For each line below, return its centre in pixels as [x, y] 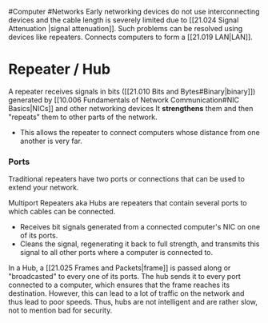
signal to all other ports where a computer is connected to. [116, 253]
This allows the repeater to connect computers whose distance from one [140, 132]
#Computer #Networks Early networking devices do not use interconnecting [134, 12]
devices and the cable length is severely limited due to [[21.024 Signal [124, 20]
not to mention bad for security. [60, 310]
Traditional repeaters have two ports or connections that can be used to [127, 179]
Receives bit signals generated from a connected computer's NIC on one [140, 227]
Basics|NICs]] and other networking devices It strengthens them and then [131, 108]
